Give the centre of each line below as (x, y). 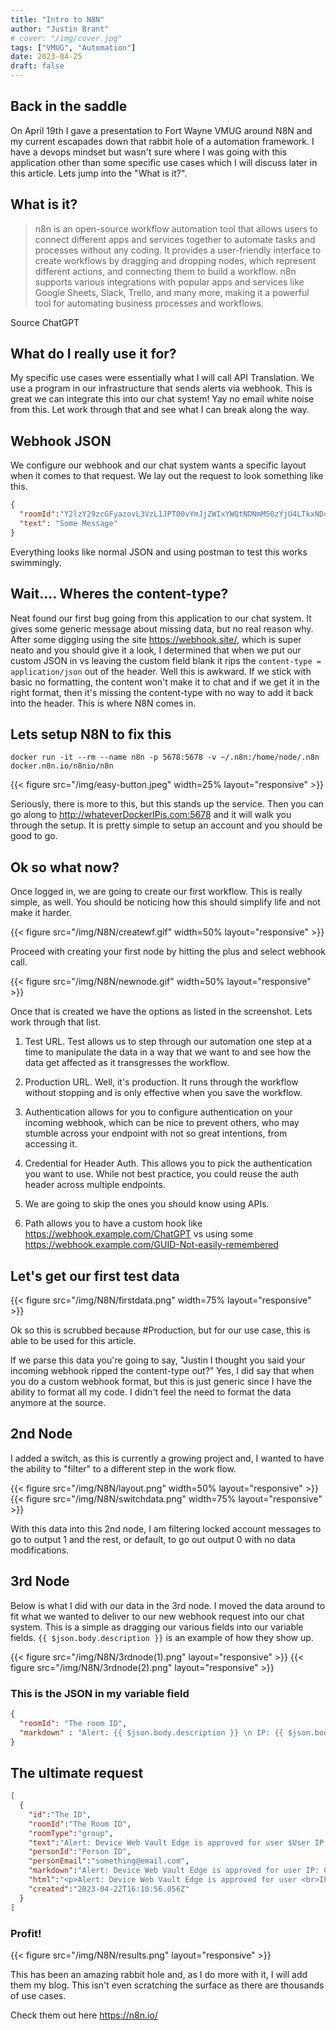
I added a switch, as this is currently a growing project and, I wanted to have (167, 1458)
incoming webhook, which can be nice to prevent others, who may (162, 1123)
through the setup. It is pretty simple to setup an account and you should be (166, 825)
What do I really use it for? (93, 354)
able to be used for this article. (73, 1340)
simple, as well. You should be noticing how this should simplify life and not (165, 902)
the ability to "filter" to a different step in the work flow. (123, 1468)
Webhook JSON (61, 441)
